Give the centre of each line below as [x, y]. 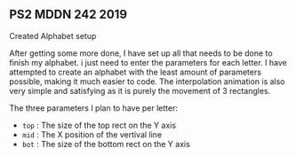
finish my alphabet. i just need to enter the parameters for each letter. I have [148, 62]
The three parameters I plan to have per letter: [94, 108]
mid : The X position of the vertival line [92, 134]
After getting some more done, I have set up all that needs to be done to [141, 53]
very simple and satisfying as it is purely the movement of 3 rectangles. [140, 90]
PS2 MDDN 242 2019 [68, 15]
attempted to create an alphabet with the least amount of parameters [136, 72]
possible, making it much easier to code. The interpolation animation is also [148, 81]
